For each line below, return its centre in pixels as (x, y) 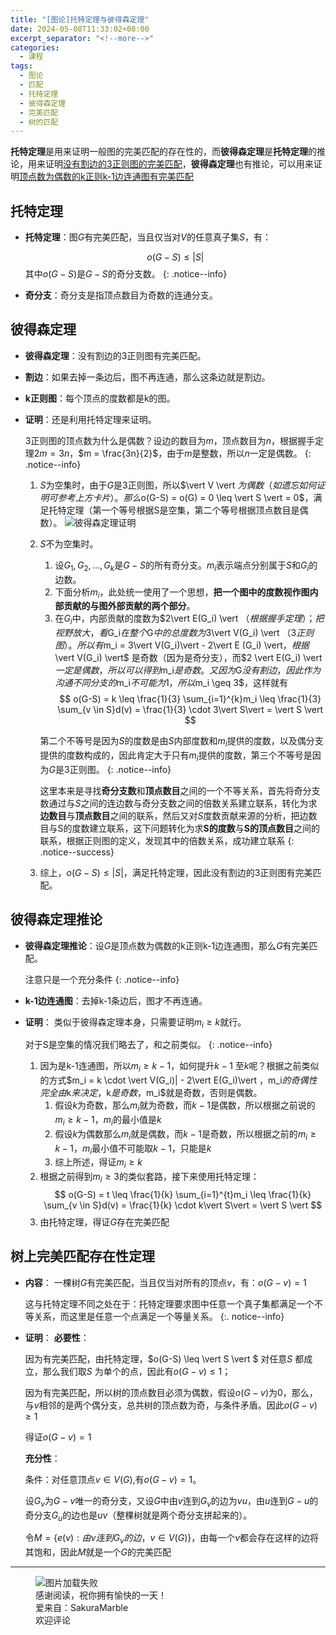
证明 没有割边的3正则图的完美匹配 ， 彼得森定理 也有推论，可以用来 (179, 164)
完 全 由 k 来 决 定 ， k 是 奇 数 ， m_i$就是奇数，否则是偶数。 (151, 1093)
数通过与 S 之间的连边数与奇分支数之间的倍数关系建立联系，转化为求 (178, 803)
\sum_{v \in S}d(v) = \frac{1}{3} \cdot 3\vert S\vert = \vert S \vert (190, 710)
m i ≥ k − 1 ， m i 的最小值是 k (108, 1121)
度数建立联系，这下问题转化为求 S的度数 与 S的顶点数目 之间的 (195, 828)
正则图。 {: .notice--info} (120, 769)
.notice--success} (77, 852)
